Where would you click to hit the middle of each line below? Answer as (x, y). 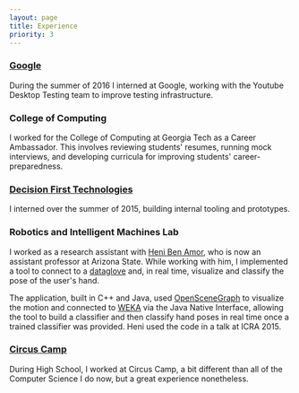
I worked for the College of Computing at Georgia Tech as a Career (133, 137)
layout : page (34, 17)
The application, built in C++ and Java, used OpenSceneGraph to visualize (147, 298)
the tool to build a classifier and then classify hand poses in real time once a (149, 317)
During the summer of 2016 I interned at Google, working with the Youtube (147, 85)
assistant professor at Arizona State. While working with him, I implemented (149, 261)
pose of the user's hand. (55, 280)
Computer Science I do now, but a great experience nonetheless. (129, 379)
